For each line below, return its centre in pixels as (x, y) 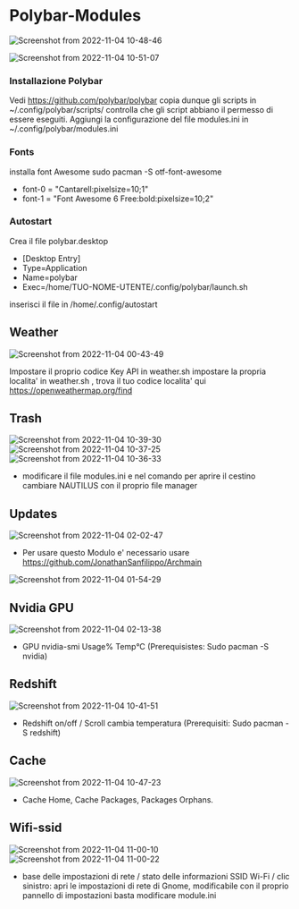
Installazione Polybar (56, 81)
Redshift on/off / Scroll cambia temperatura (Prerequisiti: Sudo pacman (153, 723)
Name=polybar (50, 277)
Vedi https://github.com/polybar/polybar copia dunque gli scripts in (133, 100)
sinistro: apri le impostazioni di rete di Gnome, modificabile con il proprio (155, 886)
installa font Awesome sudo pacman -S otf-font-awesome (116, 172)
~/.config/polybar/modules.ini (64, 129)
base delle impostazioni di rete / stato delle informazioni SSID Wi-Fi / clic (156, 876)
